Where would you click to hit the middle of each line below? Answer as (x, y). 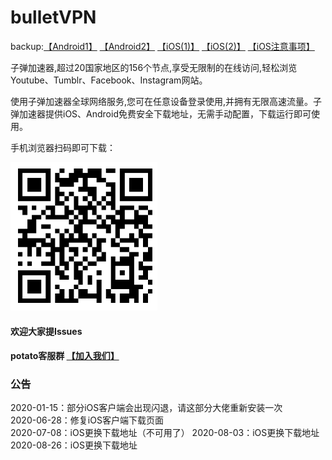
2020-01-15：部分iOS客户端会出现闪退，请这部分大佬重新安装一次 (146, 408)
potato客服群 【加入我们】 (65, 356)
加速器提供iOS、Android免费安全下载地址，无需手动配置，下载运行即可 (165, 113)
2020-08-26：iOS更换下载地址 (74, 445)
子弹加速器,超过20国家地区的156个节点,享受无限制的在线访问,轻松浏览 (154, 67)
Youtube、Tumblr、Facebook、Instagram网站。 (109, 80)
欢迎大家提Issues (46, 331)
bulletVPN (53, 17)
